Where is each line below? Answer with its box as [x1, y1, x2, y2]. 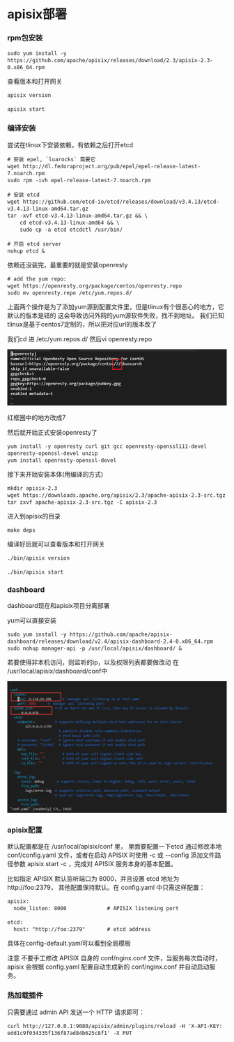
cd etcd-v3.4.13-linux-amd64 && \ [19, 219, 120, 226]
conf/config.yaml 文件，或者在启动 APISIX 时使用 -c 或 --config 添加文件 [7, 851, 216, 859]
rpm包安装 [7, 33, 43, 43]
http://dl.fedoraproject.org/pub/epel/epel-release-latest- [22, 163, 201, 170]
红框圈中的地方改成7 [7, 413, 66, 422]
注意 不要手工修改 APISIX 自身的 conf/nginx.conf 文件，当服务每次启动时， [7, 954, 221, 962]
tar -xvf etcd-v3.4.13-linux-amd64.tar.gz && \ [7, 212, 148, 219]
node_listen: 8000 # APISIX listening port [13, 905, 179, 912]
